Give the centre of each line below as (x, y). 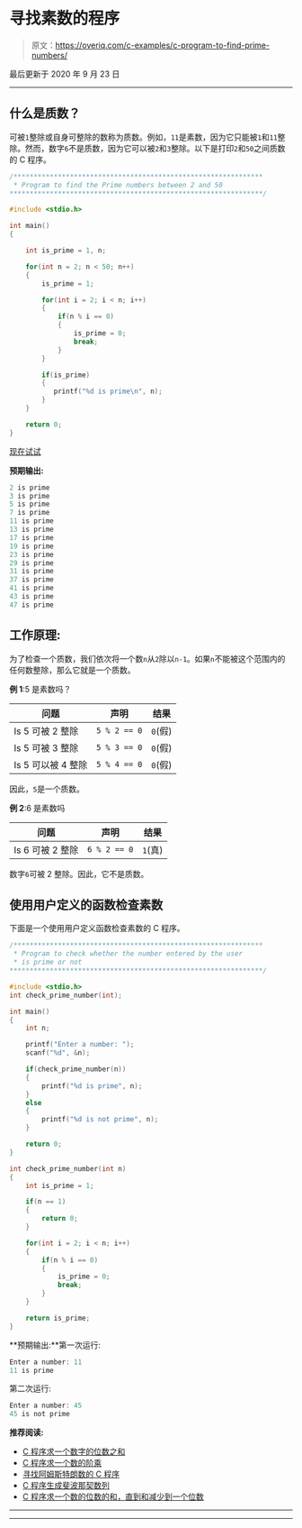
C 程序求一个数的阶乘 (62, 1463)
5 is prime (30, 504)
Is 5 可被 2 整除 (46, 731)
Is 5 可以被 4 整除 (51, 764)
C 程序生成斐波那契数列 (66, 1486)
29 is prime (31, 563)
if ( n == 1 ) (46, 1202)
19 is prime (31, 546)
